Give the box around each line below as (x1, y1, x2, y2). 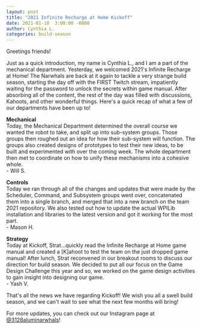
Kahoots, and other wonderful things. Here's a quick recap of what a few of (6, 98, 193, 105)
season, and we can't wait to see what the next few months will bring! (6, 298, 179, 305)
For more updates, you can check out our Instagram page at (6, 310, 155, 317)
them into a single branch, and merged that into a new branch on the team (6, 198, 190, 205)
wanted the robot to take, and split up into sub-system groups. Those (6, 129, 178, 136)
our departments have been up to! (6, 104, 91, 111)
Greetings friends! (6, 48, 51, 55)
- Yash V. (6, 280, 29, 287)
